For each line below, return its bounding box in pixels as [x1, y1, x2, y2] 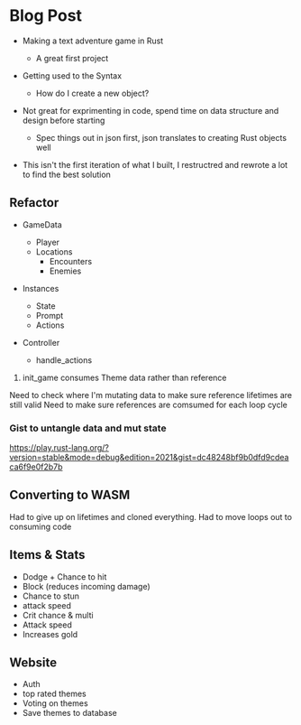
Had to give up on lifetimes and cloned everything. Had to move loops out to [9, 511, 293, 522]
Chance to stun [22, 590, 79, 601]
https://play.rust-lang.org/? [9, 442, 110, 453]
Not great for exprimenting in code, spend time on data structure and [22, 105, 279, 116]
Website [9, 655, 57, 671]
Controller [22, 337, 60, 348]
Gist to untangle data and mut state [9, 422, 167, 434]
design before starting [22, 115, 105, 125]
